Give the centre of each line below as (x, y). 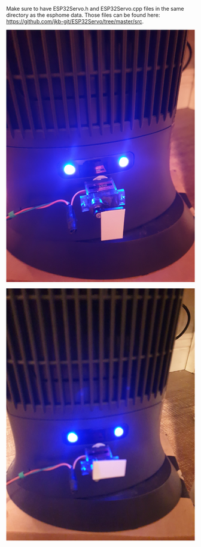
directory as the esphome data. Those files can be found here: (83, 15)
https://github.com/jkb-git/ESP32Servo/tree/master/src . (75, 21)
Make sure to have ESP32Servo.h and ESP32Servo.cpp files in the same (95, 9)
